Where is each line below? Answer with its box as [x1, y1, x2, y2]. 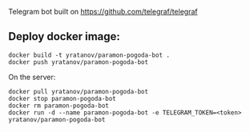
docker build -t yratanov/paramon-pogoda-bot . [8, 51, 171, 59]
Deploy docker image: [8, 30, 120, 43]
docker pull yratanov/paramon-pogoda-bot [8, 87, 149, 95]
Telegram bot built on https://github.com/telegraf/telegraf [8, 7, 198, 16]
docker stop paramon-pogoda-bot [8, 94, 116, 102]
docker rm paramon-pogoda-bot [8, 102, 110, 110]
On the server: [8, 72, 56, 82]
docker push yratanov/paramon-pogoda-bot [8, 58, 149, 66]
